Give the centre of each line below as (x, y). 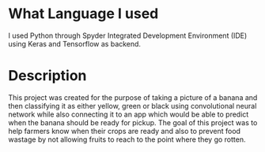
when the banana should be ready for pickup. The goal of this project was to (133, 122)
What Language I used (83, 14)
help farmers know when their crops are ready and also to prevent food (125, 131)
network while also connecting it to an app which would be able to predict (129, 114)
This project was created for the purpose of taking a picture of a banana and (133, 97)
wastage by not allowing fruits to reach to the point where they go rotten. (127, 139)
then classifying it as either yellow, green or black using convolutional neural (132, 106)
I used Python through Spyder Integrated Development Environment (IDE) (128, 35)
